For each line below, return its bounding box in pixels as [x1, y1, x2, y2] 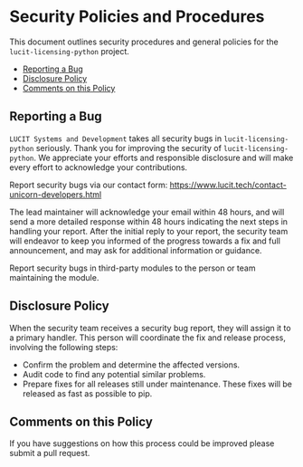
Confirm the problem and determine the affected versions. [22, 359, 241, 370]
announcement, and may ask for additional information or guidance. [9, 244, 262, 255]
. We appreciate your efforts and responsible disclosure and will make [33, 152, 294, 163]
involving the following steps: [9, 341, 118, 352]
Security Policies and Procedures [9, 6, 265, 27]
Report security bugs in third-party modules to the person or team [9, 262, 256, 273]
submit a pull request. [9, 448, 90, 459]
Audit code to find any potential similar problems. [22, 368, 206, 379]
